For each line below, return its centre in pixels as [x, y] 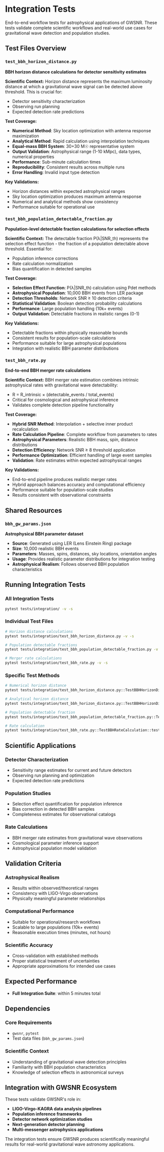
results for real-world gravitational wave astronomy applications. [70, 1144]
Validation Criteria [33, 863]
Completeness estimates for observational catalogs [64, 815]
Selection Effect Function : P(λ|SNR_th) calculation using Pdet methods [84, 288]
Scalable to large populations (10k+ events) [55, 927]
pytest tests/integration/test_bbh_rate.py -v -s [57, 663]
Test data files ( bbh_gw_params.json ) [48, 1038]
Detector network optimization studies [52, 1119]
